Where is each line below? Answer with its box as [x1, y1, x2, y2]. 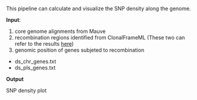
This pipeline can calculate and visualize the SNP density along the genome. [6, 5, 191, 12]
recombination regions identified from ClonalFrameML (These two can [14, 34, 185, 41]
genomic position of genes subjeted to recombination [14, 46, 145, 54]
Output [6, 76, 24, 82]
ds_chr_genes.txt [14, 58, 56, 65]
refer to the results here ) [14, 41, 74, 47]
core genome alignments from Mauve [14, 28, 106, 35]
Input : [6, 16, 21, 23]
